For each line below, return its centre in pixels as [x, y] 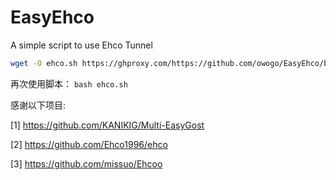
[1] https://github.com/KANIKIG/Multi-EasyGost [107, 125]
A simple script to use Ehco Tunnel [81, 45]
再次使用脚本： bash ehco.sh [69, 83]
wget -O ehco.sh [44, 63]
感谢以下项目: [38, 105]
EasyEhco [52, 17]
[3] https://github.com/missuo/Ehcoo [86, 163]
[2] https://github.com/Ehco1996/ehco [89, 144]
